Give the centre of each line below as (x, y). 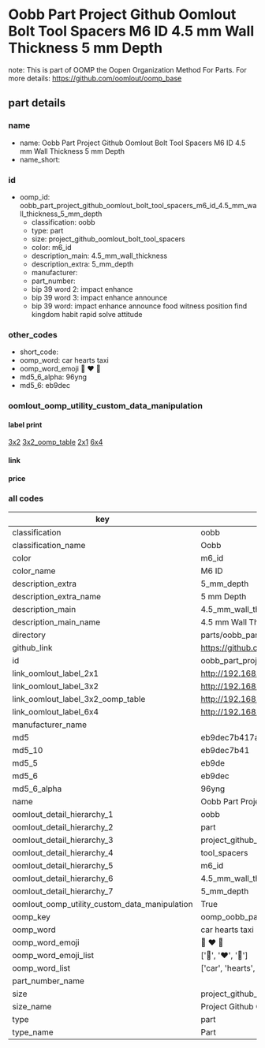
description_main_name (56, 622)
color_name (34, 571)
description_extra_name (56, 596)
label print (25, 424)
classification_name (49, 545)
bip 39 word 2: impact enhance (82, 289)
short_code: (39, 352)
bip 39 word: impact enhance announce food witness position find (139, 306)
